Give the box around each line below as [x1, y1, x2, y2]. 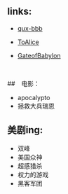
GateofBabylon [17, 51, 61, 60]
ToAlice [17, 38, 40, 46]
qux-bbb [17, 24, 43, 32]
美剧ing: [7, 124, 43, 136]
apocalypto [17, 93, 50, 102]
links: [7, 6, 32, 18]
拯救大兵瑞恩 [17, 102, 55, 110]
